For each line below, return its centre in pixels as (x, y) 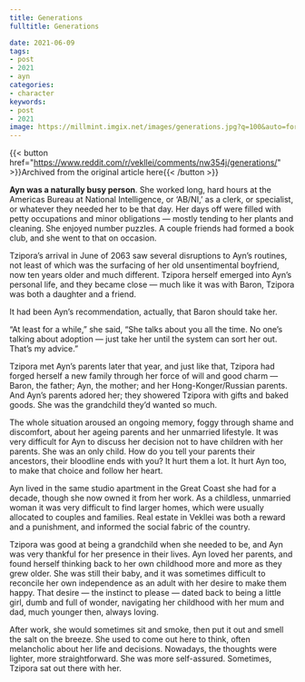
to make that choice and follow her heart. (86, 471)
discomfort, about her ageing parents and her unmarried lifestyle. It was (144, 432)
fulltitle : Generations (54, 26)
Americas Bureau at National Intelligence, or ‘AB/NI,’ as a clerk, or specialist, (151, 200)
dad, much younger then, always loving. (84, 612)
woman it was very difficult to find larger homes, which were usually (137, 508)
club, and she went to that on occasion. (83, 238)
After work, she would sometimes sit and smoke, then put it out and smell (147, 630)
